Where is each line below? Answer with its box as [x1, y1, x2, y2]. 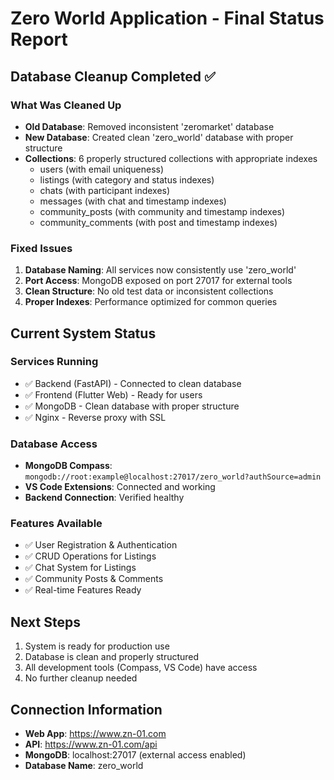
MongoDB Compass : [24, 460, 113, 472]
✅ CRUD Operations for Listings [24, 550, 157, 562]
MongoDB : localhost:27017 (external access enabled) [24, 749, 247, 761]
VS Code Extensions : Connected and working [24, 481, 216, 493]
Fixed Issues [10, 241, 73, 255]
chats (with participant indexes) [39, 184, 171, 196]
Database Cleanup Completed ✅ [10, 68, 216, 85]
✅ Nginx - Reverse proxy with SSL [24, 411, 167, 423]
